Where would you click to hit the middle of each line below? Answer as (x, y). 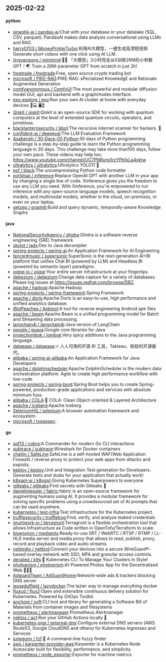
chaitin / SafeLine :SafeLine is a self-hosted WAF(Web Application (79, 454)
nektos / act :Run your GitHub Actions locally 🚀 (60, 618)
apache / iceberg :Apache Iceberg (47, 405)
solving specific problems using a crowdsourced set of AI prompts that (85, 501)
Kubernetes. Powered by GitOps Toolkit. (53, 596)
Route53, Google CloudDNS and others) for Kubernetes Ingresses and (84, 628)
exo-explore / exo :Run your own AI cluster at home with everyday (79, 99)
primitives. (23, 123)
